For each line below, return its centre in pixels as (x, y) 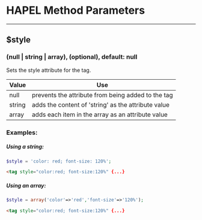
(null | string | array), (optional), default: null (72, 57)
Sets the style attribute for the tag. (49, 70)
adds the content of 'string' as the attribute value (101, 104)
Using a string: (25, 147)
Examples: (22, 132)
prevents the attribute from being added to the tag (103, 95)
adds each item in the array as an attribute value (100, 114)
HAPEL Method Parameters (76, 10)
